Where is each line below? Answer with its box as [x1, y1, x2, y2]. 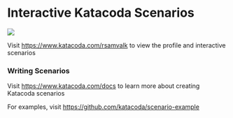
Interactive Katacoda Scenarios [7, 5, 195, 21]
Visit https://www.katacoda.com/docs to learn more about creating [7, 82, 200, 90]
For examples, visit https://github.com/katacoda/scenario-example [7, 103, 199, 111]
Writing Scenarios [7, 66, 70, 75]
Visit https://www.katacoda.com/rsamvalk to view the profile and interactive [7, 40, 226, 50]
